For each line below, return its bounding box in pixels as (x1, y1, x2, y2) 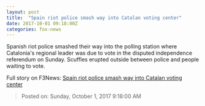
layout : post (6, 9, 40, 15)
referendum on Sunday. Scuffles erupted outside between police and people (6, 56, 199, 63)
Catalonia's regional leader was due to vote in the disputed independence (6, 50, 193, 57)
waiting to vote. (6, 62, 45, 70)
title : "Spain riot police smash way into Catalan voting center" (6, 15, 182, 21)
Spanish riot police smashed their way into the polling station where (6, 43, 177, 50)
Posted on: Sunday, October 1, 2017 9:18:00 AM (21, 93, 142, 100)
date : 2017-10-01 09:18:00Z (6, 20, 78, 26)
